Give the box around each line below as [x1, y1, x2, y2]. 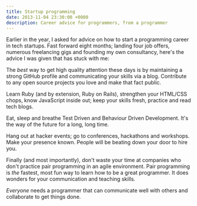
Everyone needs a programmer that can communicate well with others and [6, 187, 188, 194]
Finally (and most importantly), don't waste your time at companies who [6, 157, 182, 164]
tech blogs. [6, 103, 34, 110]
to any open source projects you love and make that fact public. [6, 79, 162, 86]
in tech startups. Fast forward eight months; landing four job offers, [6, 42, 170, 49]
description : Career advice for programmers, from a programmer [6, 20, 168, 26]
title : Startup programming [6, 8, 76, 15]
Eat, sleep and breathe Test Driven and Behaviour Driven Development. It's [6, 115, 189, 122]
